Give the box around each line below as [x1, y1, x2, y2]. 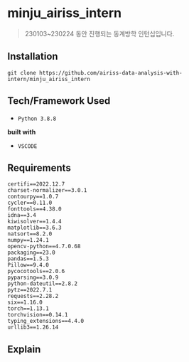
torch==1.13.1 [7, 305, 50, 312]
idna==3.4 [7, 212, 37, 219]
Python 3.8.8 [17, 115, 57, 122]
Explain [7, 343, 41, 355]
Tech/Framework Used [7, 95, 111, 107]
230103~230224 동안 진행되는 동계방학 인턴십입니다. [24, 29, 175, 38]
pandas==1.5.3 [7, 255, 50, 262]
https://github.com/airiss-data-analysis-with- [38, 69, 183, 76]
